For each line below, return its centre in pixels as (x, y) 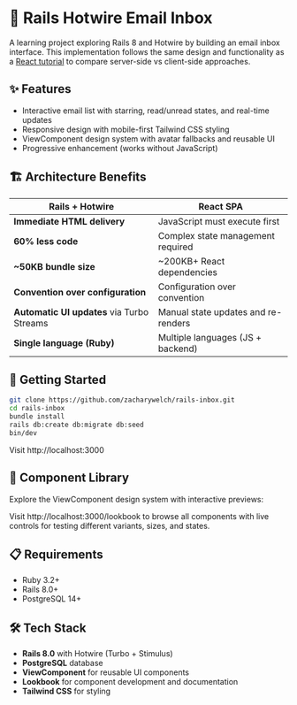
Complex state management (217, 235)
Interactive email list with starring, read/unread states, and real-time (145, 111)
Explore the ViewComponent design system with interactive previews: (137, 499)
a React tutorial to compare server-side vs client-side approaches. (130, 61)
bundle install (37, 417)
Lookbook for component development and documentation (130, 682)
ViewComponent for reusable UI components (106, 672)
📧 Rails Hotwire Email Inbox (111, 18)
